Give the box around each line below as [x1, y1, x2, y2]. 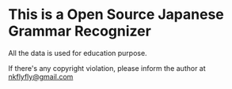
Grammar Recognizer [8, 22, 152, 40]
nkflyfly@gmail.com [8, 72, 74, 81]
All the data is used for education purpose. [8, 48, 148, 57]
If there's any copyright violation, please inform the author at [8, 63, 206, 72]
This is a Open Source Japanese [8, 6, 224, 24]
